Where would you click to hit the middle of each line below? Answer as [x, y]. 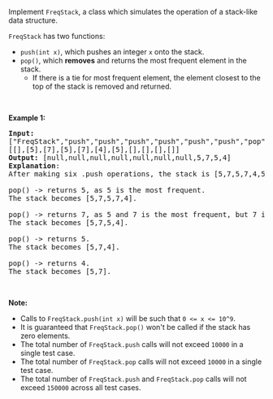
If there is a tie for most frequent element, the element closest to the [147, 78]
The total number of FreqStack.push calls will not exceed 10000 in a [132, 344]
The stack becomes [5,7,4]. [64, 247]
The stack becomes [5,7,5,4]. [69, 223]
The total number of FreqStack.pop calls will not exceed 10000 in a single [141, 362]
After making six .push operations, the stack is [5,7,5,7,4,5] [139, 174]
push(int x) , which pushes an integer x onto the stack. [112, 52]
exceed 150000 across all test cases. [80, 388]
